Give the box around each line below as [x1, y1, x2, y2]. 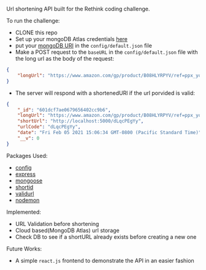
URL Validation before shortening [15, 220, 99, 227]
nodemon [15, 196, 40, 204]
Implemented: [6, 208, 42, 216]
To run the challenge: [6, 17, 60, 24]
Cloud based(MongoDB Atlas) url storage [15, 227, 120, 234]
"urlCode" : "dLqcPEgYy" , [17, 124, 81, 130]
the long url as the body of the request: [15, 55, 115, 62]
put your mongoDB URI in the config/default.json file [15, 42, 152, 49]
